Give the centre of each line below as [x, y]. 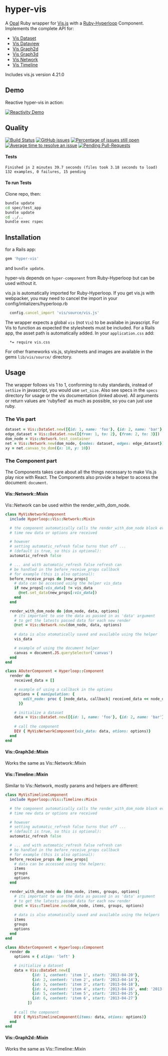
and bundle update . [25, 268]
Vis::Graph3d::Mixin [27, 752]
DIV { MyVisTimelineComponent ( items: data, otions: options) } [80, 1017]
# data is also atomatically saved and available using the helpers [87, 915]
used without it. [21, 283]
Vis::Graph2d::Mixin [27, 1038]
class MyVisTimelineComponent [37, 795]
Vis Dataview [26, 43]
